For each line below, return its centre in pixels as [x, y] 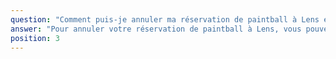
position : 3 [35, 38]
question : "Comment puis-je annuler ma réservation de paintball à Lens [165, 19]
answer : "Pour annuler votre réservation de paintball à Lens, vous [156, 29]
